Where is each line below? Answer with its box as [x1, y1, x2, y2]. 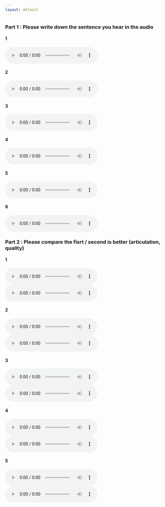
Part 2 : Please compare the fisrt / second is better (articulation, [5, 238, 161, 245]
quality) [5, 244, 25, 251]
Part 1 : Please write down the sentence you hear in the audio [5, 23, 154, 30]
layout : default [5, 7, 38, 12]
